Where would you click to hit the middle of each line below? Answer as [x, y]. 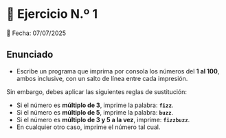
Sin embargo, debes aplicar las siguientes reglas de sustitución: [97, 91]
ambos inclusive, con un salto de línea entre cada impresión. [102, 78]
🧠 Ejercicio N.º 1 [52, 14]
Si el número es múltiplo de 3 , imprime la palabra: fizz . [95, 105]
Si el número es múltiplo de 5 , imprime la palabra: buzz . [95, 112]
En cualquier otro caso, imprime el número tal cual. [88, 127]
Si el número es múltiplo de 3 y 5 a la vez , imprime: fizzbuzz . [103, 119]
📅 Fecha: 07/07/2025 [36, 33]
